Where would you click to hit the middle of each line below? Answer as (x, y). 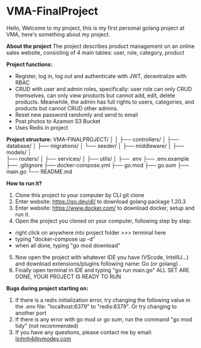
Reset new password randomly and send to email (76, 115)
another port (31, 313)
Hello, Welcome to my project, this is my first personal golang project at (95, 28)
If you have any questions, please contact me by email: (84, 332)
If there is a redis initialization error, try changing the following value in (103, 300)
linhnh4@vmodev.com (43, 338)
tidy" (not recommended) (47, 326)
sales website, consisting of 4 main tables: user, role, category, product (95, 52)
